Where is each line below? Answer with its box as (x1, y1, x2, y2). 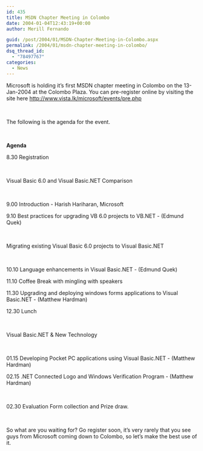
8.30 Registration (6, 153, 50, 161)
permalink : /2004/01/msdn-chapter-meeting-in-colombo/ (6, 42, 148, 49)
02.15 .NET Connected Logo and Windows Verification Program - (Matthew (6, 373, 194, 380)
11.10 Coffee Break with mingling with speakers (6, 277, 123, 285)
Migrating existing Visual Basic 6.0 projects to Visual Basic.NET (6, 242, 164, 249)
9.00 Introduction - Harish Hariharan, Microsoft (6, 200, 124, 208)
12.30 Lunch (6, 307, 38, 314)
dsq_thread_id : (6, 48, 45, 55)
